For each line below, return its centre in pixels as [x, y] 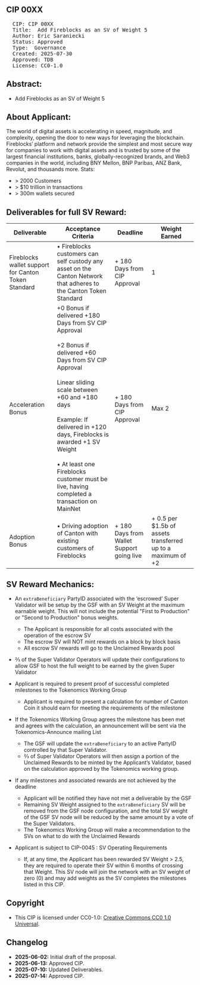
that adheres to [78, 284]
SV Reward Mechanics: [50, 584]
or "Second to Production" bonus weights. [67, 617]
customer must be [82, 479]
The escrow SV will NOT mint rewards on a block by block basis [102, 642]
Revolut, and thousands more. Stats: [51, 170]
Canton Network [80, 276]
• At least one [76, 465]
